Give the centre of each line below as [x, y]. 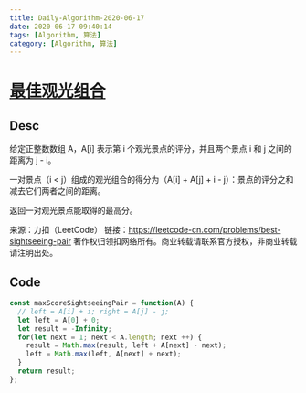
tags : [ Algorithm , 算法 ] [55, 35]
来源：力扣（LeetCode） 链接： [69, 230]
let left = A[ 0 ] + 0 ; [59, 320]
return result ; [47, 371]
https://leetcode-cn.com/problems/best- [205, 230]
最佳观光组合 [58, 91]
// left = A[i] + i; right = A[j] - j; [94, 312]
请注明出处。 [33, 253]
